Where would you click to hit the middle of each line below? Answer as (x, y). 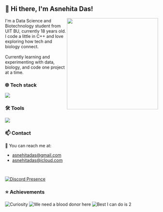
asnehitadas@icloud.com (37, 160)
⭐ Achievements (25, 192)
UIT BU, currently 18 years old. (36, 31)
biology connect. (22, 46)
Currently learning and (27, 57)
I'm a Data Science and (28, 20)
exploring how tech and (29, 41)
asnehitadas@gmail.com (37, 155)
